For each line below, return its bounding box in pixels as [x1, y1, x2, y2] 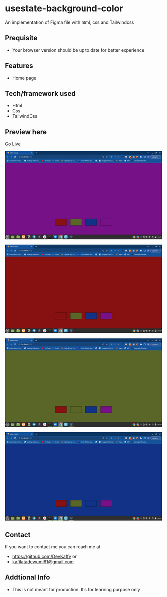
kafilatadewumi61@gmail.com [12, 559, 74, 565]
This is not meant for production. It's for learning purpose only [12, 586, 140, 592]
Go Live [5, 141, 21, 147]
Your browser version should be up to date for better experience [12, 47, 145, 53]
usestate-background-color [5, 3, 123, 14]
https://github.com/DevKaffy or [12, 553, 77, 559]
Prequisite [5, 34, 38, 42]
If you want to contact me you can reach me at [5, 544, 101, 550]
